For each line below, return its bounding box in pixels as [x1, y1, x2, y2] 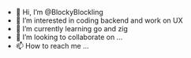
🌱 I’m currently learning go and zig [15, 24, 129, 33]
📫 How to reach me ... [15, 42, 89, 50]
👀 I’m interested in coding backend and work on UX [15, 16, 183, 25]
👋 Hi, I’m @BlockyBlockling [15, 8, 104, 16]
